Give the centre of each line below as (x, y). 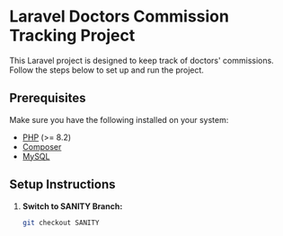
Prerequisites (48, 98)
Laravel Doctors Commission (119, 17)
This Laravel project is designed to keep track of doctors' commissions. (141, 60)
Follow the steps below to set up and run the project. (107, 70)
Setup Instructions (62, 184)
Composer (42, 146)
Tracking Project (72, 35)
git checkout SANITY (61, 223)
